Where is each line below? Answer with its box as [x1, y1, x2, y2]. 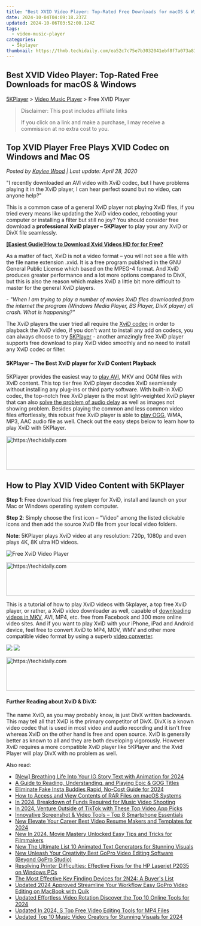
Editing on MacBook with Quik [14, 888, 90, 895]
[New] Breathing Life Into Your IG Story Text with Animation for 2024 [14, 772, 184, 780]
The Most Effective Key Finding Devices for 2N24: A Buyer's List [14, 874, 174, 882]
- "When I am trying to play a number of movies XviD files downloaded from [6, 296, 194, 303]
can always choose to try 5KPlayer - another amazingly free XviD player [6, 333, 184, 340]
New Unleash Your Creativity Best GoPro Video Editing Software [14, 849, 173, 856]
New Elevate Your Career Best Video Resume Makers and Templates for [14, 817, 193, 825]
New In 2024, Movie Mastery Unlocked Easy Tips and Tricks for [14, 830, 172, 837]
